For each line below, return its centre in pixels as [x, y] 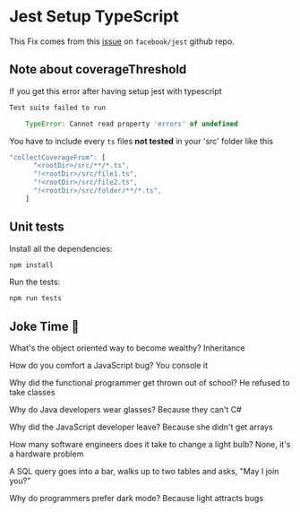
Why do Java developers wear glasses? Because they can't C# [125, 410]
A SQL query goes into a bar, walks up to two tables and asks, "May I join [144, 472]
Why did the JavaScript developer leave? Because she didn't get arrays [141, 427]
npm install [31, 265]
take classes [32, 393]
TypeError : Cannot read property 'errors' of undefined [132, 124]
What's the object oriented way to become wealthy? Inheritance [127, 348]
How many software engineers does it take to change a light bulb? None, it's [150, 445]
